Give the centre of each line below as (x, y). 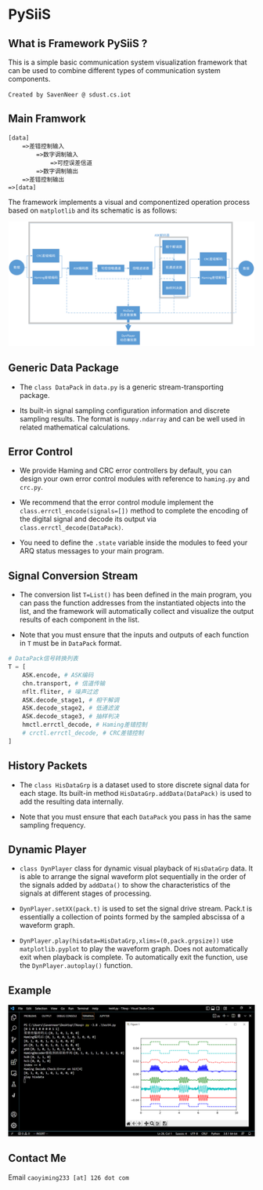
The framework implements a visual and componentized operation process (129, 202)
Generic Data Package (63, 368)
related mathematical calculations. (75, 427)
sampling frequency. (52, 825)
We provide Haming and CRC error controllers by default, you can (126, 471)
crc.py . (31, 487)
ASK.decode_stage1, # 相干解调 (71, 700)
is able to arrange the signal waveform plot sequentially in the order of (133, 877)
